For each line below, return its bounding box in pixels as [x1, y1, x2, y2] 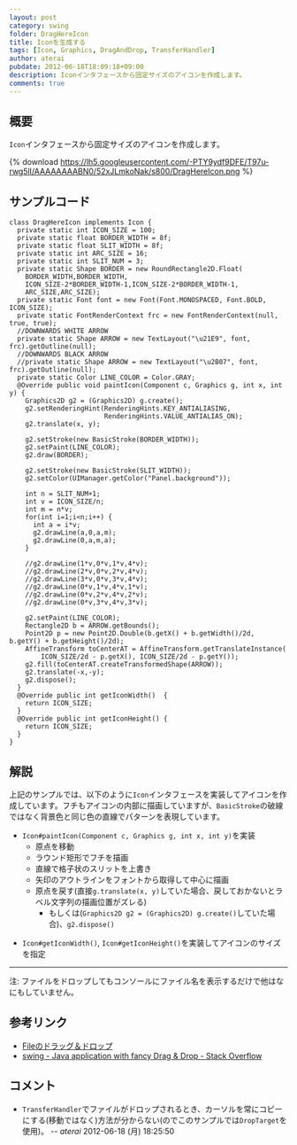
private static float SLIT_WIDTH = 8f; [17, 241, 164, 251]
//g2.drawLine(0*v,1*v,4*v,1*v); [25, 582, 148, 592]
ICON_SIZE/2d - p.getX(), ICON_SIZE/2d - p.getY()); [41, 652, 240, 661]
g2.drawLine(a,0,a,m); [32, 528, 117, 537]
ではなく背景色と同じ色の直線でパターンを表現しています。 [9, 812, 225, 822]
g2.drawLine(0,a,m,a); [32, 536, 117, 545]
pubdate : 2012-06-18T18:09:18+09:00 [9, 63, 144, 72]
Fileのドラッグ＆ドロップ [21, 1040, 113, 1051]
